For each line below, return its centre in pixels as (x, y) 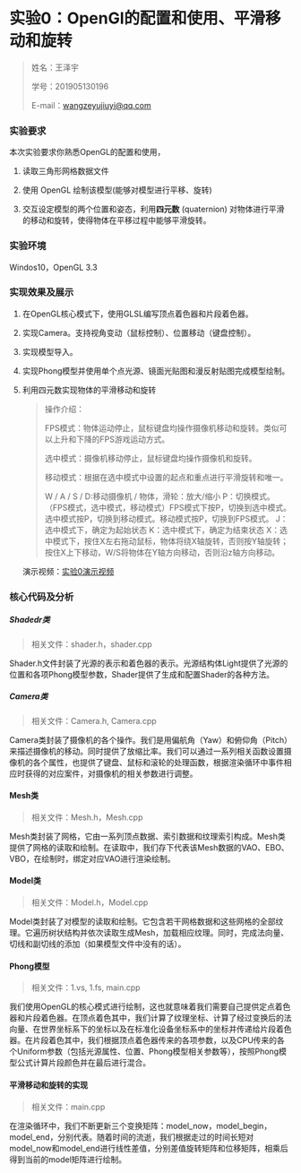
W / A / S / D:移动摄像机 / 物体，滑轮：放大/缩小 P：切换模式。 (159, 496)
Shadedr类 (30, 620)
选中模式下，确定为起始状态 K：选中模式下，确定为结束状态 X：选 (166, 530)
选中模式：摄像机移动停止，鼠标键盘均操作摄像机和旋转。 (150, 458)
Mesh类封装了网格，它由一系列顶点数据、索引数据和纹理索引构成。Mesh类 (147, 836)
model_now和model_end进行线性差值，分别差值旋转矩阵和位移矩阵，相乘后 (149, 1148)
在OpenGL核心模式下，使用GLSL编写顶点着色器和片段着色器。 (138, 314)
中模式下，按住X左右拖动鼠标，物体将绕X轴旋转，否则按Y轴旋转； (167, 541)
